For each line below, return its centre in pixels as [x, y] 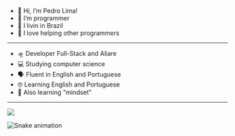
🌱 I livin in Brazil [40, 25]
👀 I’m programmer [43, 18]
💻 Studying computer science [61, 64]
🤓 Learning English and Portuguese [69, 84]
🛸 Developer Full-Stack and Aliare [67, 53]
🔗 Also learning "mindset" [55, 92]
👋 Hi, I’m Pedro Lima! [48, 11]
